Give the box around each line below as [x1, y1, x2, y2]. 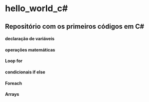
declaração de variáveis [5, 36, 55, 42]
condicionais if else [5, 69, 45, 75]
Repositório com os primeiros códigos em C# [5, 22, 145, 31]
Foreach [5, 80, 22, 86]
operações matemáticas [5, 47, 56, 52]
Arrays [5, 91, 19, 97]
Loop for [5, 58, 23, 64]
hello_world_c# [5, 3, 68, 14]
